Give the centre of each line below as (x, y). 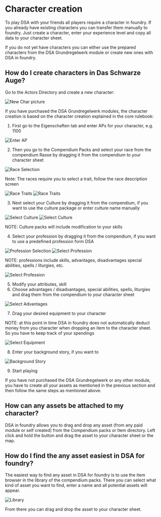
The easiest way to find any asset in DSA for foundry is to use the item (75, 475)
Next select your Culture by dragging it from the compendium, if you (80, 203)
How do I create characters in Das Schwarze (73, 73)
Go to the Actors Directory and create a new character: (60, 92)
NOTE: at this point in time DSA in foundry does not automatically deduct (77, 323)
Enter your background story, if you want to (55, 352)
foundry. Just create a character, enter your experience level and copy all (78, 33)
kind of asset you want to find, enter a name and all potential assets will (76, 485)
